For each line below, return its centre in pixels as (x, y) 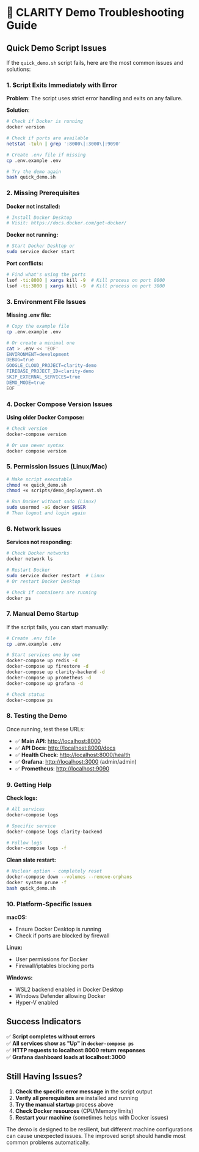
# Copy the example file (38, 327)
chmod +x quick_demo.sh (37, 485)
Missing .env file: (29, 315)
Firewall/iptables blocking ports (55, 966)
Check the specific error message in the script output (84, 1091)
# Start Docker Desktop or (41, 246)
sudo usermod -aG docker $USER (46, 508)
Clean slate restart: (31, 860)
